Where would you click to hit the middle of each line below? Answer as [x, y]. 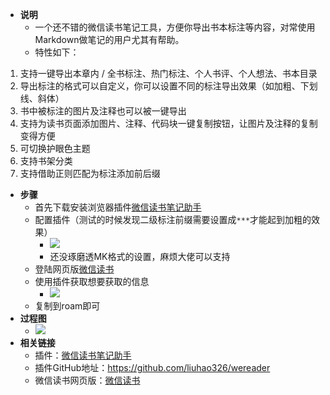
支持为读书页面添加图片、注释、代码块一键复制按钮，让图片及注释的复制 [168, 123]
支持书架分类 [46, 161]
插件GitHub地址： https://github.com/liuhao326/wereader [152, 367]
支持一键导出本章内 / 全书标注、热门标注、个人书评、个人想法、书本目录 [168, 73]
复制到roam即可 [67, 306]
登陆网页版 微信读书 [74, 269]
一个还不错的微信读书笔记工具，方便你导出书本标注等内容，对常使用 [175, 27]
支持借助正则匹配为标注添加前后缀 [90, 173]
